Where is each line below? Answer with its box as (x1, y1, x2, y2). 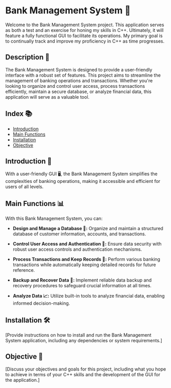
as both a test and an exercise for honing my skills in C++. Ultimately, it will (5, 27, 164, 33)
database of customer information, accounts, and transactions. (12, 231, 146, 237)
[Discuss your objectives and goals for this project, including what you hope (5, 366, 166, 372)
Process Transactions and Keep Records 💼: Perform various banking (12, 256, 161, 263)
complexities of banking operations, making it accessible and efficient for (5, 178, 161, 184)
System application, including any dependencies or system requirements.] (5, 338, 163, 343)
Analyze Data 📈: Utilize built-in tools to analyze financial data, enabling (12, 293, 165, 299)
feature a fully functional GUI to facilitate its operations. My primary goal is (5, 32, 163, 39)
